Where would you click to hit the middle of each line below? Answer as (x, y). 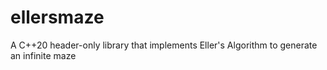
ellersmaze (57, 17)
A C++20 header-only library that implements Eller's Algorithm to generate (164, 45)
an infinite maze (43, 55)
